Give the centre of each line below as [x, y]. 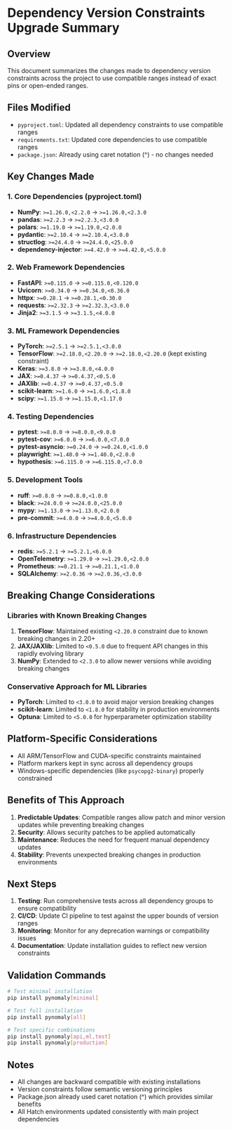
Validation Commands [57, 975]
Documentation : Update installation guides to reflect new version [112, 946]
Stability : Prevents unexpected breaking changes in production [109, 855]
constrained [35, 778]
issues [27, 938]
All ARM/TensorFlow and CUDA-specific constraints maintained [109, 755]
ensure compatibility [47, 909]
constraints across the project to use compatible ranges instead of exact [112, 78]
